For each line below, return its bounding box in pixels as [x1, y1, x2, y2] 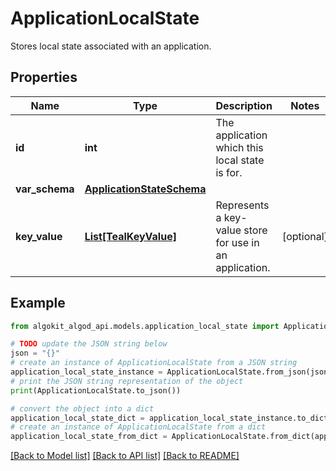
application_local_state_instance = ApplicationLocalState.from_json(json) [10, 367, 333, 377]
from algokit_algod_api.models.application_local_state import [10, 321, 280, 331]
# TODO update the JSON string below [10, 339, 168, 349]
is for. [215, 165, 243, 179]
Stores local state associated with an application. [10, 40, 212, 52]
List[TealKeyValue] [84, 229, 177, 243]
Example [10, 295, 66, 312]
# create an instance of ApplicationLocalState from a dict [10, 422, 267, 432]
